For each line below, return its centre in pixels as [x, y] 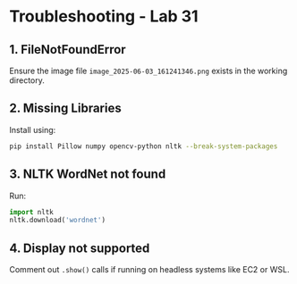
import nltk [31, 212]
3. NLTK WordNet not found [88, 175]
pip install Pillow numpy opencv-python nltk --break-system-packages [144, 146]
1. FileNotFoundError [68, 50]
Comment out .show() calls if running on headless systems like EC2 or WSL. [149, 270]
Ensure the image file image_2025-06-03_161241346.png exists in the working [148, 71]
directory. [27, 80]
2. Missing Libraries [66, 109]
